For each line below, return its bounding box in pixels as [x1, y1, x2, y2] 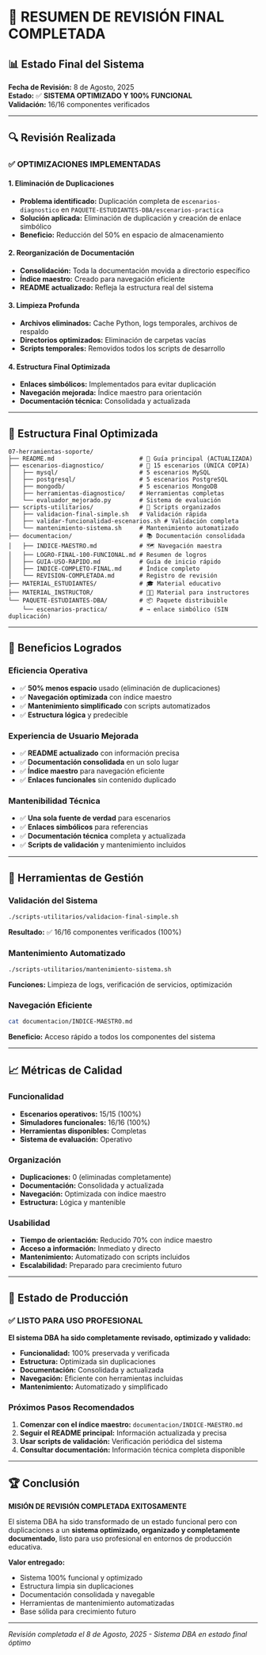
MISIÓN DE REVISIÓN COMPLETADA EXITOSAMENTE [8, 1502, 188, 1511]
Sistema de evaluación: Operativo [19, 1135, 133, 1144]
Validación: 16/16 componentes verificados [8, 100, 150, 109]
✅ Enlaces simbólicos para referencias [19, 822, 149, 832]
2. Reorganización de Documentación [8, 248, 135, 258]
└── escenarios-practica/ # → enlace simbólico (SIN [22, 605, 228, 613]
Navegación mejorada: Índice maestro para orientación [19, 388, 202, 397]
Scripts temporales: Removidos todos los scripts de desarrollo [19, 344, 226, 353]
